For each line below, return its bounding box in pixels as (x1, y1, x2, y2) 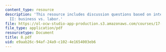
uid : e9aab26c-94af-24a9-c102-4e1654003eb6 (5, 40, 96, 45)
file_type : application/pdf (5, 26, 63, 31)
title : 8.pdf (5, 35, 32, 40)
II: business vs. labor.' (9, 16, 63, 21)
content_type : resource (5, 7, 54, 12)
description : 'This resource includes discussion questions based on (5, 12, 152, 17)
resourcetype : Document (5, 30, 54, 35)
